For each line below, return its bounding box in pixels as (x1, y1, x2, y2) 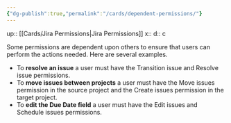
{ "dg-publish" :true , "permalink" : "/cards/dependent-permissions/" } (6, 10, 203, 17)
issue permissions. (16, 71, 71, 79)
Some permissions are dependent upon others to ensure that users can (6, 42, 211, 51)
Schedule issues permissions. (16, 108, 102, 116)
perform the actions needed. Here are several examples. (6, 50, 168, 58)
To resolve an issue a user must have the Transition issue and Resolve (16, 63, 219, 72)
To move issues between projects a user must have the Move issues (16, 78, 215, 87)
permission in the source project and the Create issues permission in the (16, 85, 225, 94)
